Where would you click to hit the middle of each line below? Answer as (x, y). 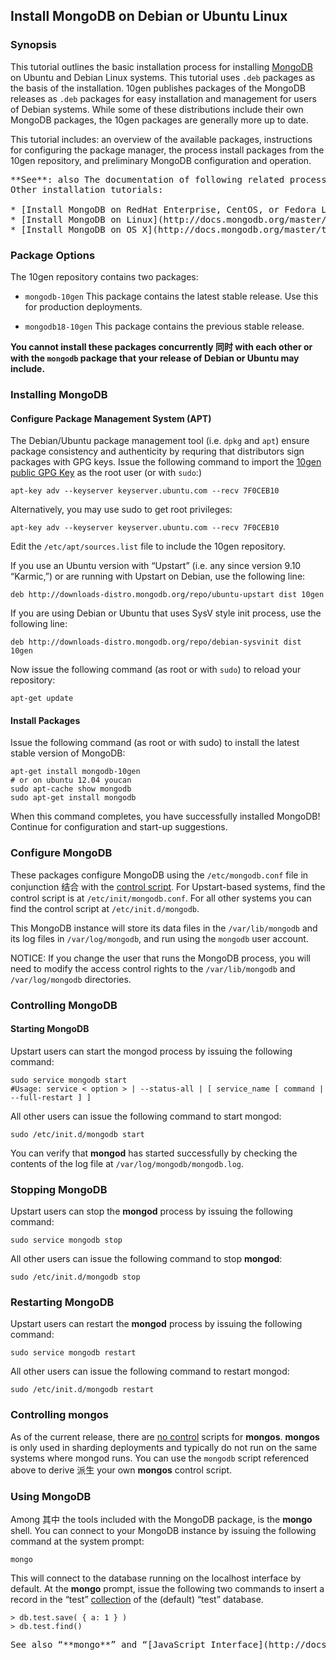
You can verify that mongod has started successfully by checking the (154, 1153)
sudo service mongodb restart (73, 1353)
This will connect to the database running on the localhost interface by (156, 1578)
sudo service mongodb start (69, 1080)
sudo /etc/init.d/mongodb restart (82, 1390)
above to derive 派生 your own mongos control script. (121, 1470)
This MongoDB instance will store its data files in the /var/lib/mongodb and (164, 928)
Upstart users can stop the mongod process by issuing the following (151, 1211)
